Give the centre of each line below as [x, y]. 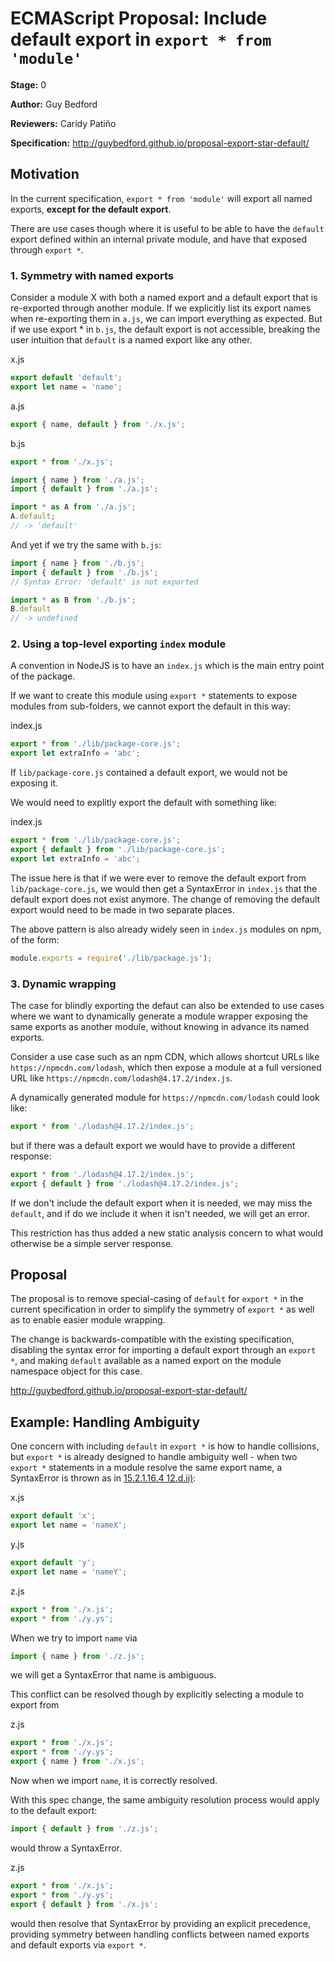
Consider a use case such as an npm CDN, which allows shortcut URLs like [165, 1057]
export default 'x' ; [53, 1516]
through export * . [47, 249]
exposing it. [34, 783]
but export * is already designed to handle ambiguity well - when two [154, 1457]
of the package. [43, 676]
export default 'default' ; [66, 378]
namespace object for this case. [76, 1371]
